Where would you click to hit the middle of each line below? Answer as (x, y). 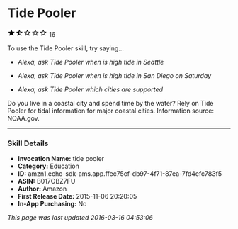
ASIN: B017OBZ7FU (46, 181)
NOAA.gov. (24, 118)
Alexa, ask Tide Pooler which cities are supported (90, 89)
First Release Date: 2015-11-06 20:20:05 (77, 196)
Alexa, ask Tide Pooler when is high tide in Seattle (91, 62)
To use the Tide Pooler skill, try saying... (66, 48)
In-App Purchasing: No (52, 204)
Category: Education (48, 166)
